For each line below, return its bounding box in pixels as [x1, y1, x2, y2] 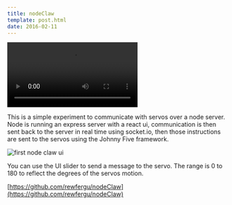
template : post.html [7, 17, 67, 24]
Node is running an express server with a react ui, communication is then [7, 121, 217, 129]
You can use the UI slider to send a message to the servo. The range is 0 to [7, 162, 223, 170]
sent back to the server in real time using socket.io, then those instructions [7, 127, 221, 136]
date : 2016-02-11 [7, 23, 58, 30]
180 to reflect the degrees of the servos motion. [7, 169, 144, 177]
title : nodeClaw [7, 10, 54, 17]
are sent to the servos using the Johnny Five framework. [7, 135, 169, 143]
